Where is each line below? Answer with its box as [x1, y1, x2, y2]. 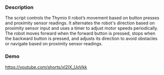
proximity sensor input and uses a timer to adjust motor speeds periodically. [5, 25, 158, 31]
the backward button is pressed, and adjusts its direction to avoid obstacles [5, 36, 158, 41]
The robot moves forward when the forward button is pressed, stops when [5, 31, 156, 37]
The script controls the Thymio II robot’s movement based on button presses [5, 15, 160, 21]
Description [5, 4, 34, 11]
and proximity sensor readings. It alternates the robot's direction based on [5, 20, 155, 26]
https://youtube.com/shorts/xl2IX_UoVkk [5, 64, 87, 70]
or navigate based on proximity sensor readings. [5, 41, 103, 47]
